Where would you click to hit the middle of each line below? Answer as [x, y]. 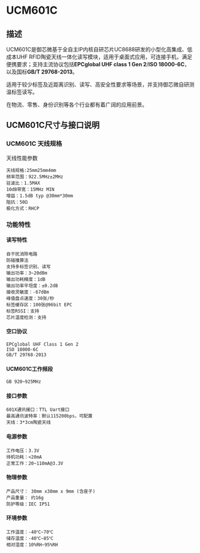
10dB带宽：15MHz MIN [30, 189]
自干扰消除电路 [22, 254]
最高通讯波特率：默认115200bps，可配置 [49, 416]
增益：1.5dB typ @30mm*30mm [40, 196]
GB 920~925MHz [24, 382]
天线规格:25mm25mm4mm [31, 170]
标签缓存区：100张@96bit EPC [39, 305]
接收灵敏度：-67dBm [28, 292]
